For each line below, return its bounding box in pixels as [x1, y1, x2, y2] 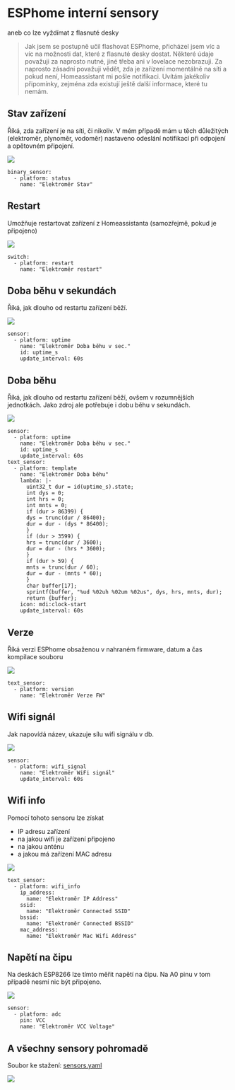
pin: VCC [20, 1017, 46, 1024]
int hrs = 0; [25, 496, 65, 503]
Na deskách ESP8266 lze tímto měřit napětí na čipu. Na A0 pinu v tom [7, 970, 211, 979]
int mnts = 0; [25, 502, 68, 509]
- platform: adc [13, 1011, 61, 1018]
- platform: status [13, 175, 71, 182]
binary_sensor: [7, 168, 52, 175]
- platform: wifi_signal [13, 763, 87, 770]
